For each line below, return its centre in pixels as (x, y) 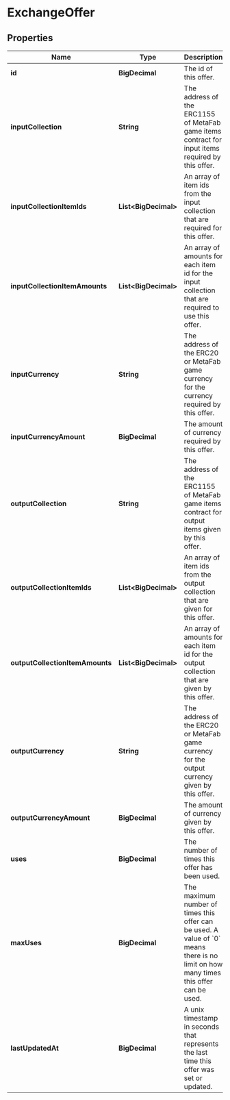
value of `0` (202, 938)
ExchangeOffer (51, 13)
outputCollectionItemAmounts (61, 663)
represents (201, 1044)
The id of (199, 68)
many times (202, 973)
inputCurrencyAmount (48, 437)
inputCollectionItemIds (49, 207)
